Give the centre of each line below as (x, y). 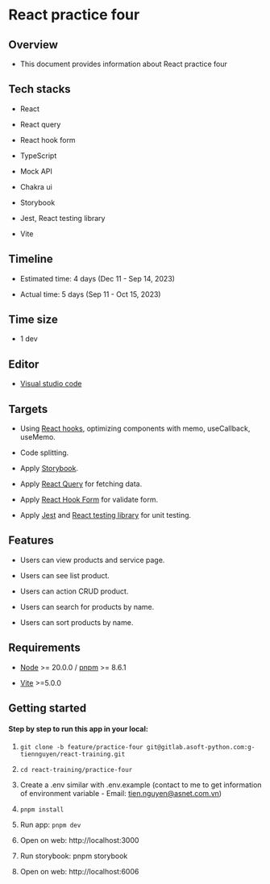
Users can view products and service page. (92, 560)
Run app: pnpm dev (50, 825)
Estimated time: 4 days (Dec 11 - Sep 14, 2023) (98, 278)
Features (31, 541)
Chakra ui (36, 186)
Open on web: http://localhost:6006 (79, 872)
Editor (24, 364)
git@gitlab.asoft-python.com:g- (201, 748)
